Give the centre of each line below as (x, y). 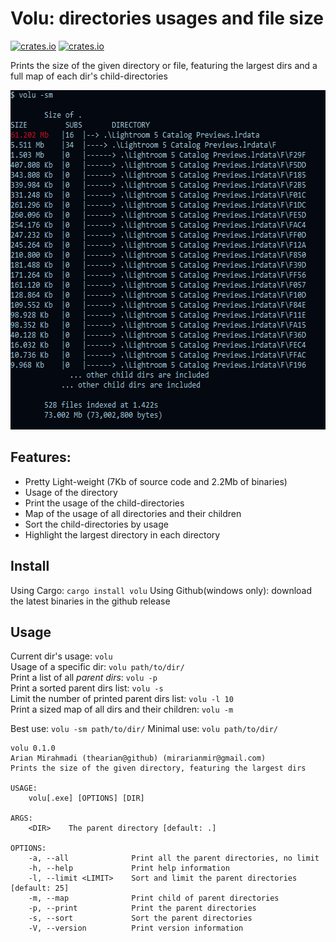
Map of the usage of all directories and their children (133, 513)
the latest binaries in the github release (90, 601)
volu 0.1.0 (33, 748)
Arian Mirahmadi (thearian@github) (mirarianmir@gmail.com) (138, 758)
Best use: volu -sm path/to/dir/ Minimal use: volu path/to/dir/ (144, 729)
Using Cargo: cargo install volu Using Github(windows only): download (161, 590)
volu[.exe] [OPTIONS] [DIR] (86, 798)
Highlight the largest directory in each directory (122, 534)
